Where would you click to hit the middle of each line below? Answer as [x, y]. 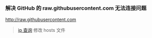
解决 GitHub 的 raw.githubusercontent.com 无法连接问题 [76, 8]
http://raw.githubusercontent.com [41, 20]
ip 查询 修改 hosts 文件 [41, 30]
